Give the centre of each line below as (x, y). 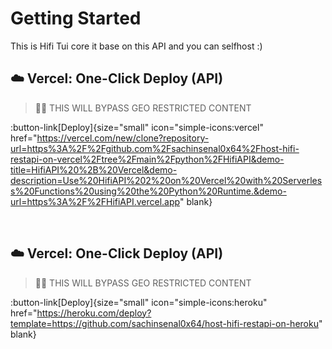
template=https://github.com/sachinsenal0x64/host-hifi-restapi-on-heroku (164, 323)
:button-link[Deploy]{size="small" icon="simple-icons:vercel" (137, 127)
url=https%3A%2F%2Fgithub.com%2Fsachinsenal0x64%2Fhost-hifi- (155, 148)
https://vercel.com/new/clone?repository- (123, 138)
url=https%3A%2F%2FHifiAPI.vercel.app (95, 201)
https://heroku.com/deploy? (94, 313)
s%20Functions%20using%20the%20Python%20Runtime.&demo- (148, 191)
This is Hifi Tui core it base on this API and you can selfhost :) (136, 46)
